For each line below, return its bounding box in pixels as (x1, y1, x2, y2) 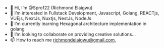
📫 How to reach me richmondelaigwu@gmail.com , (10, 37, 116, 42)
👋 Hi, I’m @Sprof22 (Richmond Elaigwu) (10, 5, 93, 10)
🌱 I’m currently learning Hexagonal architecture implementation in (10, 20, 147, 26)
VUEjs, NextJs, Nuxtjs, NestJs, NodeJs (10, 15, 92, 21)
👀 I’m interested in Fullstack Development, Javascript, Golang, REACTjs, (10, 10, 159, 16)
